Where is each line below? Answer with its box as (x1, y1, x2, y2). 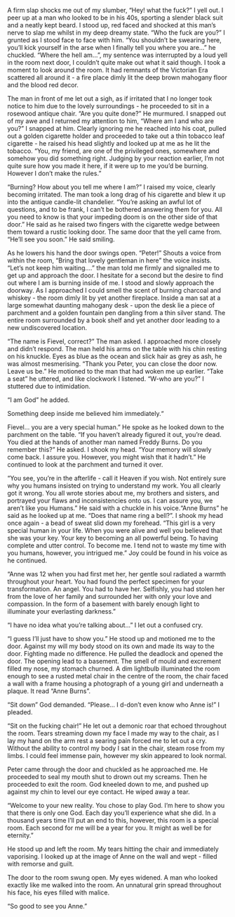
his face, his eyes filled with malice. (7, 888, 110, 897)
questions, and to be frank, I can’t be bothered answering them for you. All (7, 205, 222, 213)
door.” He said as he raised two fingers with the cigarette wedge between (7, 220, 220, 228)
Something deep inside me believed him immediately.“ (7, 410, 164, 417)
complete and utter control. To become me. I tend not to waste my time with (7, 541, 227, 550)
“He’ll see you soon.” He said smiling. (7, 235, 115, 244)
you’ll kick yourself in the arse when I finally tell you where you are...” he (7, 44, 216, 51)
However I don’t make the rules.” (7, 169, 102, 177)
